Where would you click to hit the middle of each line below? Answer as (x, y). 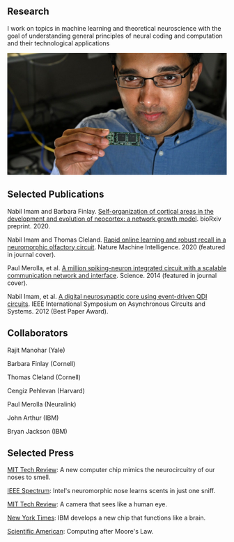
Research (29, 12)
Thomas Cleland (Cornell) (44, 377)
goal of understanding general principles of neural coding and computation (115, 36)
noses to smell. (29, 477)
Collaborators (38, 334)
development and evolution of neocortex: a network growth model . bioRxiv (114, 219)
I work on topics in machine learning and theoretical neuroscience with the (114, 28)
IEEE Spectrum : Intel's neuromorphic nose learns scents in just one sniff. (111, 491)
